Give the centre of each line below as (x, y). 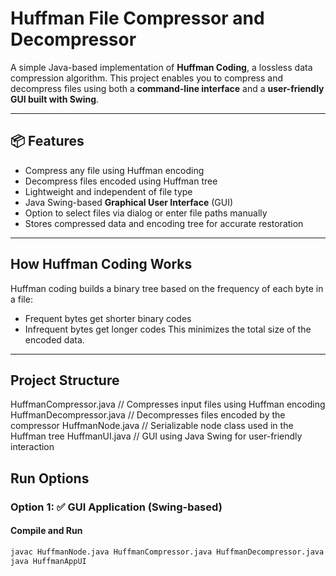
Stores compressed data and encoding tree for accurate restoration (164, 223)
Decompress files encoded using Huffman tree (121, 181)
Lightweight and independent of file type (108, 191)
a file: (21, 299)
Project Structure (65, 380)
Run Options (50, 478)
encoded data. (54, 339)
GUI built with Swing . (55, 99)
